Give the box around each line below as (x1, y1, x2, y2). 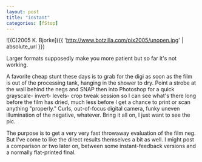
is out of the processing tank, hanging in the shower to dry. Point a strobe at (6, 79, 196, 86)
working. (6, 61, 29, 68)
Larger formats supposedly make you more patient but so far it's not (6, 55, 177, 62)
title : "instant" (6, 15, 50, 21)
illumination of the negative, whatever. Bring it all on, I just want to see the (6, 111, 190, 118)
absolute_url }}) (6, 43, 45, 50)
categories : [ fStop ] (6, 20, 59, 26)
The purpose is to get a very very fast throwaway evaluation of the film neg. (6, 129, 196, 137)
